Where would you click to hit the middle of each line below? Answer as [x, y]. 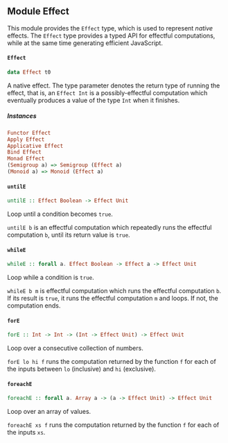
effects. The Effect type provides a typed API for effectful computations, [111, 35]
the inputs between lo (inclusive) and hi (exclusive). [81, 369]
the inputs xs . [26, 433]
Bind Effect [24, 152]
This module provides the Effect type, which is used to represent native [110, 28]
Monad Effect [26, 159]
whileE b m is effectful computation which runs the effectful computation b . [114, 291]
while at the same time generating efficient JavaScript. [85, 43]
